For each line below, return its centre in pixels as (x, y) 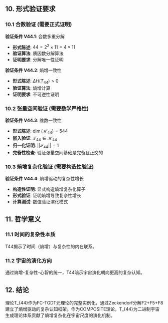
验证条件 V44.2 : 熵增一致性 (33, 70)
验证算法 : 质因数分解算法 (38, 54)
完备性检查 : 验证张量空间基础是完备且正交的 (58, 152)
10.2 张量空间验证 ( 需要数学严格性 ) (47, 109)
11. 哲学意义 (23, 219)
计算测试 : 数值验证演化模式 (40, 202)
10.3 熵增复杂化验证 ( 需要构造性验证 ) (50, 167)
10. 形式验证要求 (30, 9)
